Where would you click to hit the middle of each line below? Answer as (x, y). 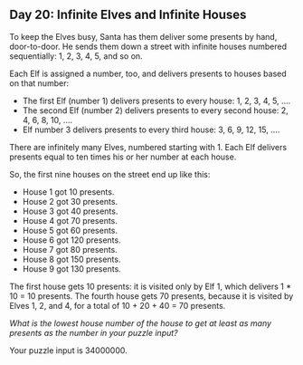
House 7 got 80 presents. (70, 249)
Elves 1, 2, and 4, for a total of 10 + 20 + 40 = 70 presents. (118, 305)
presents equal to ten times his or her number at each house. (123, 157)
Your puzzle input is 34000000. (69, 350)
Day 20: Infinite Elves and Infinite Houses (128, 15)
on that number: (39, 83)
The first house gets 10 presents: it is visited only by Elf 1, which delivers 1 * (151, 286)
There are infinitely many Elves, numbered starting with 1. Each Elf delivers (148, 147)
